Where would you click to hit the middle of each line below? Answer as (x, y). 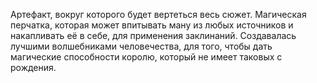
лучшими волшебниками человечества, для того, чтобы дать (141, 46)
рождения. (33, 67)
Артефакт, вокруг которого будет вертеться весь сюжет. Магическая (158, 14)
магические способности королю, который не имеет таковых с (146, 57)
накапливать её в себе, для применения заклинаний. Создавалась (153, 35)
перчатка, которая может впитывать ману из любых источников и (152, 25)
